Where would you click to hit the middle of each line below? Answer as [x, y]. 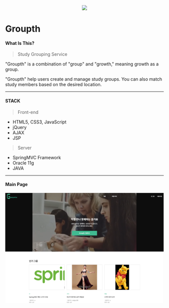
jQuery [19, 127]
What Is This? [20, 43]
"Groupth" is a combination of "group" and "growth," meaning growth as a [82, 64]
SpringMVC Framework [37, 157]
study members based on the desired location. [54, 85]
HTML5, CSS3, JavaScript [39, 122]
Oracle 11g [23, 163]
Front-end [28, 112]
